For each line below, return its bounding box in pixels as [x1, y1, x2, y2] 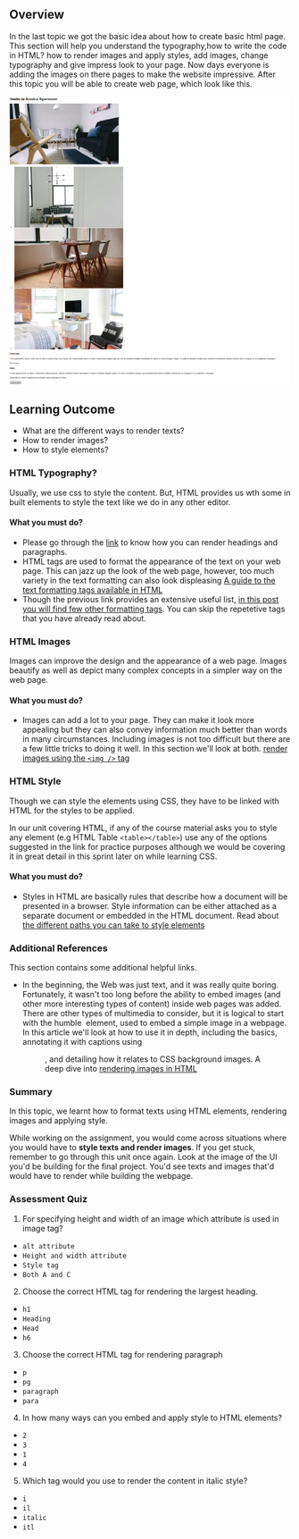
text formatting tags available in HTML [21, 584, 163, 595]
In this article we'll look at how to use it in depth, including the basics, [21, 1027, 278, 1038]
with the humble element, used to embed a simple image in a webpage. [21, 1018, 287, 1029]
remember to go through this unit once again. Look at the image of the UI [9, 1152, 278, 1163]
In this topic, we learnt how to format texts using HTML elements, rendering [9, 1106, 287, 1116]
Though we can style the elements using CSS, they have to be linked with [9, 795, 279, 806]
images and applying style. [9, 1115, 109, 1126]
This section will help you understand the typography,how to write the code [9, 40, 287, 51]
